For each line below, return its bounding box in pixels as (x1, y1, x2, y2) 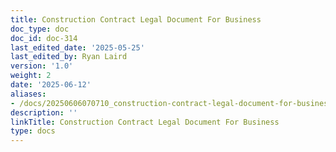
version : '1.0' (10, 61, 74, 71)
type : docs (10, 126, 56, 136)
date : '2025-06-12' (10, 80, 92, 90)
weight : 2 (10, 71, 52, 81)
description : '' (10, 107, 78, 118)
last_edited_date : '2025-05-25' (10, 42, 145, 53)
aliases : (10, 89, 47, 99)
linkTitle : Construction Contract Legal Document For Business (10, 117, 280, 127)
